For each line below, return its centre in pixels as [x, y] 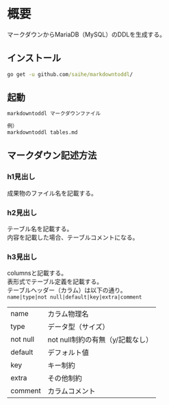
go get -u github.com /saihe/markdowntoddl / [70, 74]
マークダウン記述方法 [52, 155]
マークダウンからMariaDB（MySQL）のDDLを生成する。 [87, 34]
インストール [34, 58]
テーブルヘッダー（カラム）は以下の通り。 [67, 290]
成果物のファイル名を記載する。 [52, 193]
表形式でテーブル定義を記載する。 [55, 281]
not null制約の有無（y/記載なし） [100, 340]
